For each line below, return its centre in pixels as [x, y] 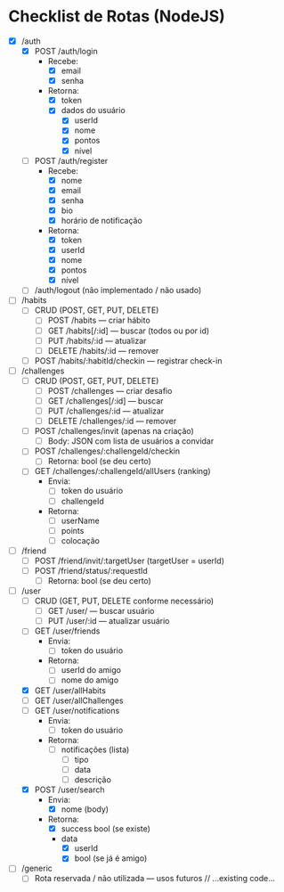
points [73, 530]
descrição [93, 779]
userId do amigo [91, 670]
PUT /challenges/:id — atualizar [106, 411]
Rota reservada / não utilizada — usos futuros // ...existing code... [154, 879]
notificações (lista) [95, 749]
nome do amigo [90, 680]
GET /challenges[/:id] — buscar [105, 401]
